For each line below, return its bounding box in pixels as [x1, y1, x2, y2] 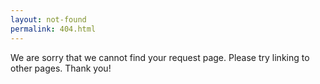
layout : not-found [10, 14, 87, 25]
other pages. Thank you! [10, 62, 112, 74]
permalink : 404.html [10, 24, 97, 34]
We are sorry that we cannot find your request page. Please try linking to [10, 51, 310, 63]
